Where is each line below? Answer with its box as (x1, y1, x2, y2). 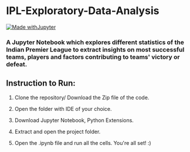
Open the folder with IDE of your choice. (14, 105, 113, 112)
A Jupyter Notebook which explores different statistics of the (6, 38, 185, 46)
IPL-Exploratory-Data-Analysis (6, 4, 160, 18)
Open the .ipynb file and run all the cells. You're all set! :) (14, 139, 151, 146)
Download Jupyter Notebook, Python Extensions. (14, 116, 134, 124)
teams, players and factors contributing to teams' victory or (6, 53, 180, 61)
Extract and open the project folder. (14, 128, 101, 135)
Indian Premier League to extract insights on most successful (6, 45, 185, 53)
